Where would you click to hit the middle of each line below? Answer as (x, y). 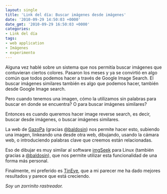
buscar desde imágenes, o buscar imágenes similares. (62, 119)
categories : (18, 29)
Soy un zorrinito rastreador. (34, 186)
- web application (25, 43)
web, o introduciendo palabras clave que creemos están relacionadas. (79, 140)
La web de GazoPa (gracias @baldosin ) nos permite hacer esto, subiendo (82, 129)
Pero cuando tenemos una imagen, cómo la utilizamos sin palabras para (81, 99)
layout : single (21, 10)
